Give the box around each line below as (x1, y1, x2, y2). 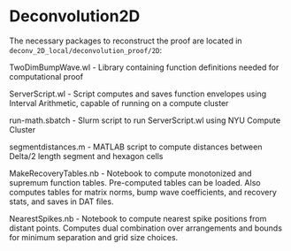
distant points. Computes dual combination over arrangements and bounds (9, 223, 283, 233)
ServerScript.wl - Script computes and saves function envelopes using (9, 88, 267, 99)
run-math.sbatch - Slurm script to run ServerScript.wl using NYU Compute (9, 115, 281, 125)
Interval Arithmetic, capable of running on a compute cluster (9, 97, 229, 108)
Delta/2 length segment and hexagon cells (9, 150, 164, 161)
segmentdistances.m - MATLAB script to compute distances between (9, 141, 263, 152)
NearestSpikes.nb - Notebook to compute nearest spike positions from (9, 213, 267, 224)
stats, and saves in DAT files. (9, 196, 114, 207)
